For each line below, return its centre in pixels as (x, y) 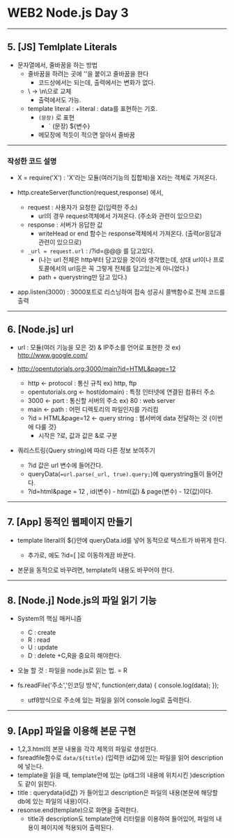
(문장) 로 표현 (56, 117)
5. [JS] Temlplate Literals (62, 47)
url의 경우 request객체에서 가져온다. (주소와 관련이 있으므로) (120, 216)
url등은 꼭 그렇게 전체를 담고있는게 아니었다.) (128, 269)
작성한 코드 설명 (32, 161)
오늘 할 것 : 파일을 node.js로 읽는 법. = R (72, 670)
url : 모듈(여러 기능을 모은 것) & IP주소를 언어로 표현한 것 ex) (99, 347)
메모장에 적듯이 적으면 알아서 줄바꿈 (87, 135)
